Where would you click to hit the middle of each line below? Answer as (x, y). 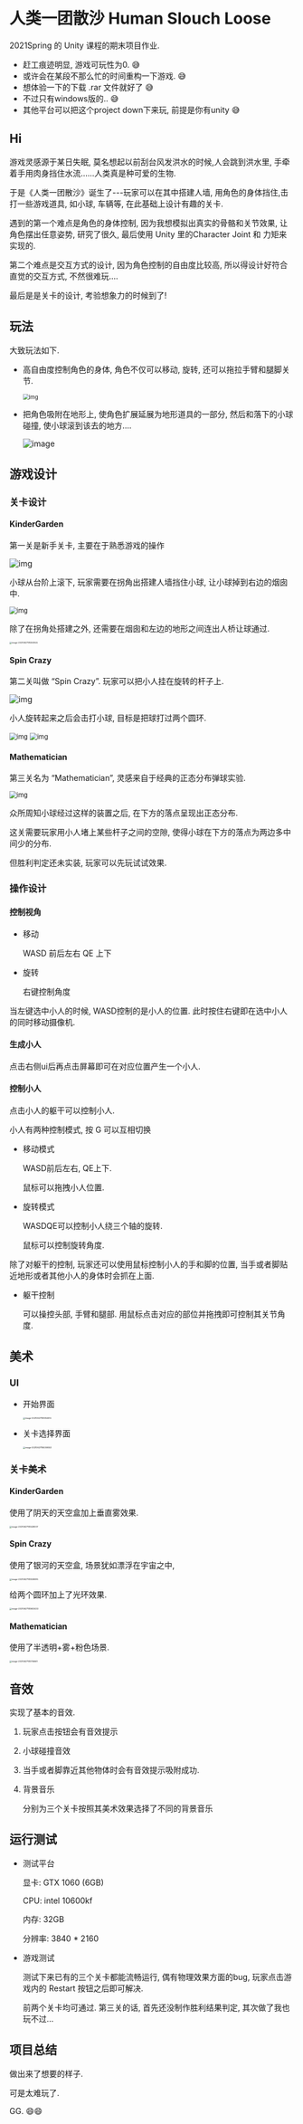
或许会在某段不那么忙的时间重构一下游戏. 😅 (104, 76)
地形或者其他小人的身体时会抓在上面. (86, 1276)
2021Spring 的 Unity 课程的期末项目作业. (85, 45)
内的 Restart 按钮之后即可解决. (87, 1988)
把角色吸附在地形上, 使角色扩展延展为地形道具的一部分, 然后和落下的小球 (158, 414)
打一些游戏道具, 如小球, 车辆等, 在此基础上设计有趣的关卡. (116, 204)
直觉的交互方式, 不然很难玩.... (64, 276)
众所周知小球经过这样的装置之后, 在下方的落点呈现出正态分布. (124, 813)
